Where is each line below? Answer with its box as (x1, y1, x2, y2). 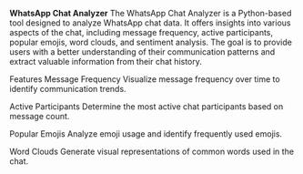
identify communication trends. (9, 84, 126, 94)
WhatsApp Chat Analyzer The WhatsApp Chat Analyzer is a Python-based (9, 8, 292, 18)
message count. (9, 111, 70, 121)
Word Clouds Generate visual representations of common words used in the (9, 146, 294, 157)
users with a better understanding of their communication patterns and (9, 46, 276, 57)
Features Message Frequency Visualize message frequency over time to (9, 74, 280, 85)
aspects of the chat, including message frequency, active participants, (9, 27, 274, 37)
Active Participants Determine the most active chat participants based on (9, 101, 284, 112)
